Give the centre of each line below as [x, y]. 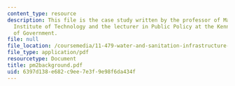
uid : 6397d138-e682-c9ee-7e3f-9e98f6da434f [72, 71]
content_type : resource [42, 14]
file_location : [29, 46]
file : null [23, 40]
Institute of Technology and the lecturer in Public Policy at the [114, 26]
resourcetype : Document [42, 59]
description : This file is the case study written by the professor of [114, 20]
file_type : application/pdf [48, 53]
